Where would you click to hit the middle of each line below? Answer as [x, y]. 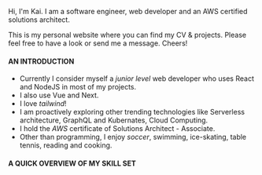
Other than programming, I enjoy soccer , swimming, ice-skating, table [133, 137]
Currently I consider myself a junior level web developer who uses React [137, 78]
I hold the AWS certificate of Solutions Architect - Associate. [117, 129]
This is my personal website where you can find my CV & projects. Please [127, 35]
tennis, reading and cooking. [66, 145]
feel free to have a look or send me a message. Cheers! [98, 43]
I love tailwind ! [43, 104]
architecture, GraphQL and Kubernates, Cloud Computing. [114, 120]
